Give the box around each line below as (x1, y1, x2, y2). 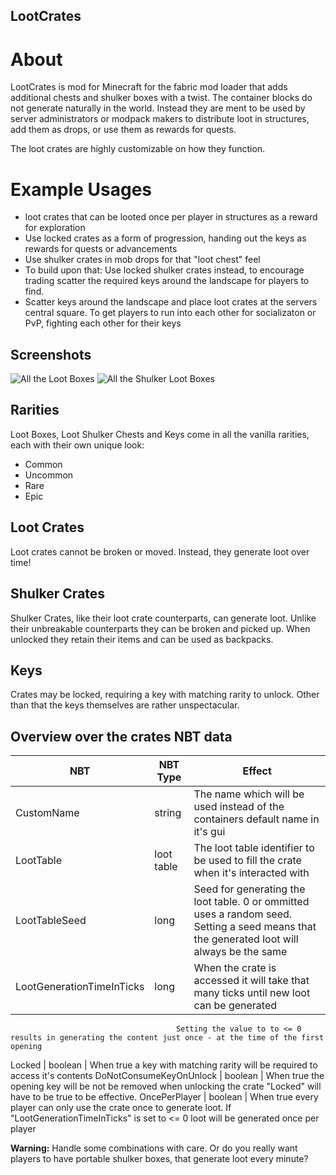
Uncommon (24, 469, 74, 481)
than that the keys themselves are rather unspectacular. (10, 699, 240, 711)
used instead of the (193, 800, 285, 814)
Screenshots (10, 346, 92, 363)
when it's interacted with (193, 866, 310, 880)
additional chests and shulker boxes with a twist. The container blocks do (10, 92, 313, 104)
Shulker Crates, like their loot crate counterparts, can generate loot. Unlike (10, 612, 317, 624)
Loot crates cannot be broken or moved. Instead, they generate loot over (10, 545, 310, 558)
